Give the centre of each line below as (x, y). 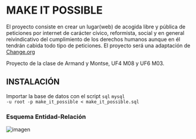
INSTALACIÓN (33, 82)
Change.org (21, 51)
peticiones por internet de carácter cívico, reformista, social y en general (95, 33)
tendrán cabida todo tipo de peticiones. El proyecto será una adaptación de (98, 46)
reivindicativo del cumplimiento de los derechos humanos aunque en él (93, 39)
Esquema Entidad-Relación (46, 117)
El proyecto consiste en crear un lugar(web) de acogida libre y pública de (96, 27)
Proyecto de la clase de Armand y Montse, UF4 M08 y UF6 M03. (85, 63)
